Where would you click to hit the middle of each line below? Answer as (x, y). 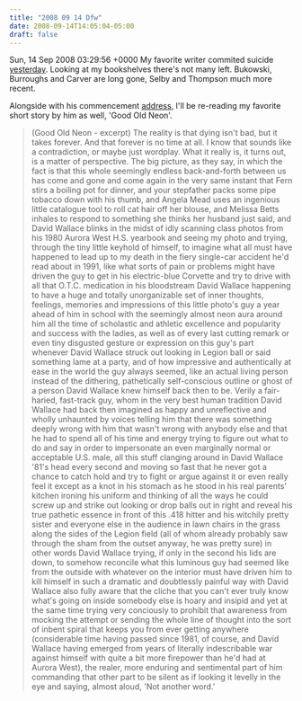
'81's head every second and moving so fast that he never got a (149, 467)
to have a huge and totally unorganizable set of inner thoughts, (147, 295)
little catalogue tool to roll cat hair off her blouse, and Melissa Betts (155, 209)
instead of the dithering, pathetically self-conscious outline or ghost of (162, 381)
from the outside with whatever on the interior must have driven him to (162, 572)
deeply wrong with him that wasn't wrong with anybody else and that (159, 429)
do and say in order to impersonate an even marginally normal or (151, 448)
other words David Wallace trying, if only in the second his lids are (154, 553)
